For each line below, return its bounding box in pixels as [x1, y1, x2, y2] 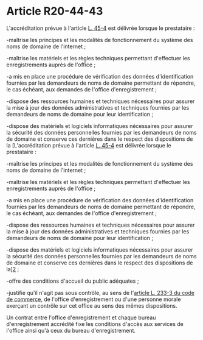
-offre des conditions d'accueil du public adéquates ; [6, 277, 139, 285]
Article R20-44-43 [6, 4, 103, 18]
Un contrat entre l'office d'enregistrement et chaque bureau [6, 314, 156, 321]
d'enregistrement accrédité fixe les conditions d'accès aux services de [6, 320, 184, 327]
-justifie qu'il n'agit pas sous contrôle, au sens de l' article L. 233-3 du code [6, 289, 195, 296]
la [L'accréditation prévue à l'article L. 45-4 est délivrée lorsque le [6, 141, 171, 149]
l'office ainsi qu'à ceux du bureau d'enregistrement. [6, 327, 136, 334]
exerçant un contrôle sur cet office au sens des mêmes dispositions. [6, 302, 177, 309]
